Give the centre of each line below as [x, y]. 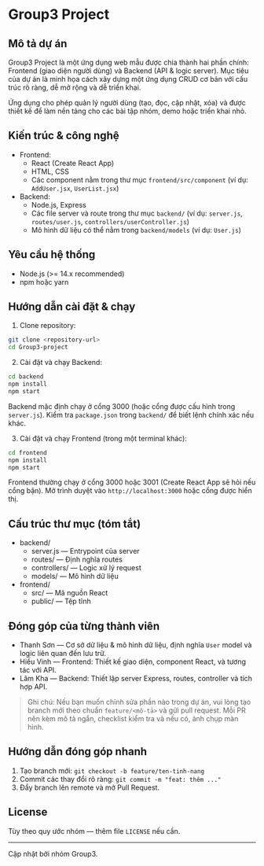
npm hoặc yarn [44, 282]
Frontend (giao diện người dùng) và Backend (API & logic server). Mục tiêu [128, 71]
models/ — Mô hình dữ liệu [75, 577]
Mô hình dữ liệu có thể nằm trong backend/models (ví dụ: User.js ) [136, 230]
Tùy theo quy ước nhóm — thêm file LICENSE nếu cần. [94, 831]
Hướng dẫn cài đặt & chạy [72, 307]
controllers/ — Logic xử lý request [86, 568]
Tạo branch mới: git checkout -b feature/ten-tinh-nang [112, 770]
